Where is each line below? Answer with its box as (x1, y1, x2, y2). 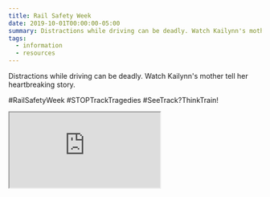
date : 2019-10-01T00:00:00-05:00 (8, 19, 121, 27)
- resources (15, 49, 56, 57)
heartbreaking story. (8, 80, 76, 89)
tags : (8, 34, 27, 43)
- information (15, 42, 63, 50)
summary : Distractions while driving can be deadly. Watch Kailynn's (8, 27, 247, 35)
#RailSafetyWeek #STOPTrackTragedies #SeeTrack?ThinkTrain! (8, 96, 219, 105)
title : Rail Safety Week (8, 11, 92, 20)
